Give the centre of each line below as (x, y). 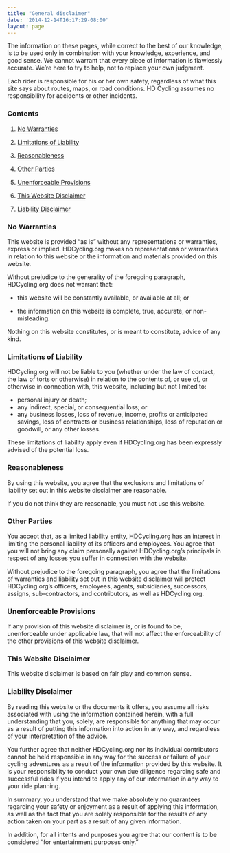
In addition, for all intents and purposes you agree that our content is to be (112, 834)
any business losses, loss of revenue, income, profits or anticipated (112, 415)
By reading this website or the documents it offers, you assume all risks (108, 706)
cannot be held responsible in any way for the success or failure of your (109, 757)
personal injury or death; (52, 400)
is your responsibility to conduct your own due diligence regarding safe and (114, 771)
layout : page (26, 26)
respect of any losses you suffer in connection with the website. (98, 558)
